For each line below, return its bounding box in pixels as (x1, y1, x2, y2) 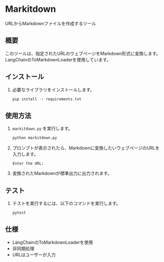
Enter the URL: (12, 161, 44, 166)
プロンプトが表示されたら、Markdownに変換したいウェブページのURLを (12, 145, 160, 151)
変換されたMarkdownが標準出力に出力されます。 (12, 170, 112, 176)
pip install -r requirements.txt (12, 97, 82, 102)
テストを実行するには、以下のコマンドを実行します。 (12, 200, 121, 206)
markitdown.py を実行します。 (12, 125, 73, 132)
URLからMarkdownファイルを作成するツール (5, 20, 96, 26)
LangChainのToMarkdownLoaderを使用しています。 (5, 56, 111, 62)
